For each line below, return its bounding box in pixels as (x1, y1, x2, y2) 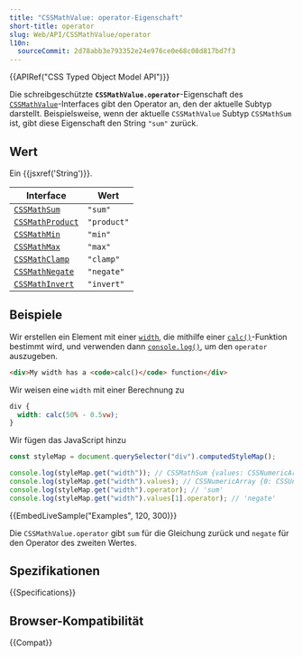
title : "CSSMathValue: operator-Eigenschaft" (9, 13, 183, 23)
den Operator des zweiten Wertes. (9, 537, 137, 548)
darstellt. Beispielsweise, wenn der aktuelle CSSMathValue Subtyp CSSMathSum (9, 108, 292, 119)
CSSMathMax (14, 241, 60, 252)
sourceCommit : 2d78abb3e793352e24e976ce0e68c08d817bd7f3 (17, 47, 236, 56)
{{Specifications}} (9, 588, 77, 598)
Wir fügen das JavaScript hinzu (9, 435, 126, 446)
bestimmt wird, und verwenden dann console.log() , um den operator (9, 340, 268, 352)
